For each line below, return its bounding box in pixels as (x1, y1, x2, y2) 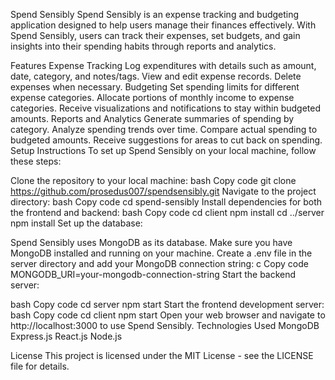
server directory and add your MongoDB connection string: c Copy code (10, 258, 309, 269)
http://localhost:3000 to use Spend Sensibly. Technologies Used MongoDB (10, 320, 320, 331)
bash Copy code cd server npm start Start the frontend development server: (10, 299, 325, 310)
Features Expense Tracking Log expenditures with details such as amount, (10, 60, 317, 71)
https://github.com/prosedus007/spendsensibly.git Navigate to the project (10, 185, 317, 197)
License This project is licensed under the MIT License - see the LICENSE (10, 350, 314, 361)
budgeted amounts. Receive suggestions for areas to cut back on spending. (10, 134, 323, 146)
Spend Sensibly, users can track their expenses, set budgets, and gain (10, 30, 301, 41)
